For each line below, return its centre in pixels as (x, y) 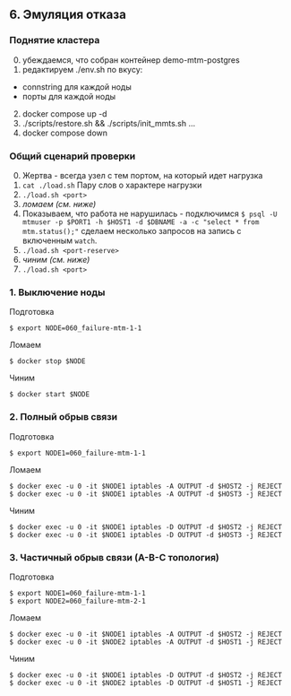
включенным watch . (60, 240)
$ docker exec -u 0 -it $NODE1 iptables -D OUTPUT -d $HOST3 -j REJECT (145, 535)
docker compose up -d (64, 113)
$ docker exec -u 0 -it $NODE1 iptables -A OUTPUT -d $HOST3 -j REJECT (145, 494)
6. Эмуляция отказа (68, 15)
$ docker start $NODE (50, 395)
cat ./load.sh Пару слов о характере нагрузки (112, 185)
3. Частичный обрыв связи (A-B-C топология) (114, 557)
